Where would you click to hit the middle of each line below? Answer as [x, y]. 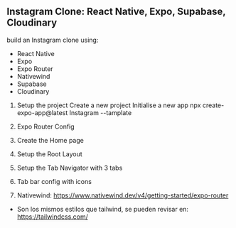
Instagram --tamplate [101, 112]
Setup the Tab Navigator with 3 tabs [70, 168]
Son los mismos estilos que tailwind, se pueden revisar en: [103, 209]
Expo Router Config [46, 126]
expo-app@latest [42, 112]
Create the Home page [50, 140]
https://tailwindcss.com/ [52, 217]
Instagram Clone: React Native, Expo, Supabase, [116, 12]
